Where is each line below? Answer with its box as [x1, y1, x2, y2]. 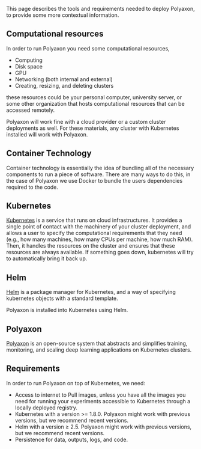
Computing [14, 57, 43, 64]
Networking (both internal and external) [14, 75, 113, 83]
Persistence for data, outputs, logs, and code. [14, 436, 128, 443]
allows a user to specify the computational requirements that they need [6, 230, 182, 237]
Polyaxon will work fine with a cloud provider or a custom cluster [6, 118, 166, 125]
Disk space [14, 63, 43, 70]
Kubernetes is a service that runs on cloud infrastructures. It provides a [6, 216, 182, 224]
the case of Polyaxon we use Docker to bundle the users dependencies [6, 177, 183, 184]
